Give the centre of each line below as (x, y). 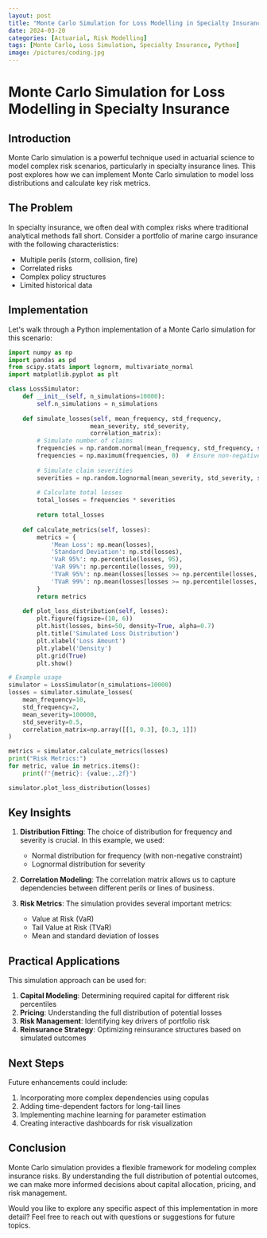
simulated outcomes (53, 1038)
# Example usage (35, 678)
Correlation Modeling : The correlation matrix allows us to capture (128, 880)
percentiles (38, 1004)
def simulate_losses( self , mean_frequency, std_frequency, (122, 419)
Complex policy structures (63, 277)
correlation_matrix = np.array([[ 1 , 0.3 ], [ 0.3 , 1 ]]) (110, 729)
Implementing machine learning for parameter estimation (113, 1115)
